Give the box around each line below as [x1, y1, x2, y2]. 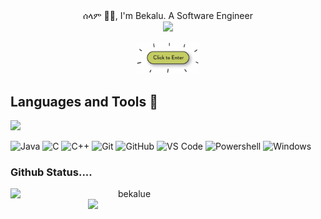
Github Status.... [10, 165, 93, 179]
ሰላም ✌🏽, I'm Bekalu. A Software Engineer [83, 10, 253, 21]
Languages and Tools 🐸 [10, 93, 159, 110]
